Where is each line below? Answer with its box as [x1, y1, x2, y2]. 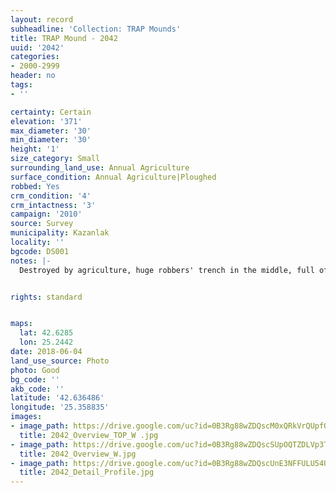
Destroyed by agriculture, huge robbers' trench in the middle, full [19, 265, 315, 275]
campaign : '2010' [10, 209, 83, 220]
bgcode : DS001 [10, 246, 70, 256]
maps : [10, 319, 33, 329]
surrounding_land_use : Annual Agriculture [10, 163, 190, 173]
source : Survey [10, 219, 74, 229]
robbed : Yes [10, 181, 60, 191]
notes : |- [10, 256, 52, 266]
